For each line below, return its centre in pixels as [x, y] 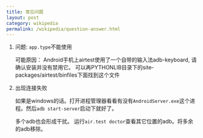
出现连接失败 [31, 88]
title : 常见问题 [25, 12]
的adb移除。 [31, 129]
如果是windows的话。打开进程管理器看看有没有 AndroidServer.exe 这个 [102, 101]
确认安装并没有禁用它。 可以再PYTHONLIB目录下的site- [85, 67]
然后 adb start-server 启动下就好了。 [72, 109]
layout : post [23, 18]
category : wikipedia [32, 23]
